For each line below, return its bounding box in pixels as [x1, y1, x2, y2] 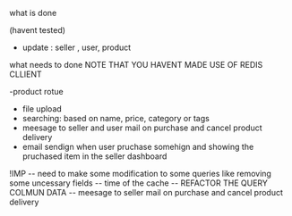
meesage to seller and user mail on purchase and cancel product [21, 122, 262, 133]
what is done [9, 8, 57, 18]
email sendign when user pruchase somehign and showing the [21, 142, 254, 152]
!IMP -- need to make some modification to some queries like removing [9, 169, 271, 179]
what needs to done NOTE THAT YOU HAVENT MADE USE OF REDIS [9, 60, 263, 70]
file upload [21, 104, 63, 114]
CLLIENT [9, 69, 42, 79]
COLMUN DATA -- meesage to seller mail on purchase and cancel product [9, 187, 284, 197]
